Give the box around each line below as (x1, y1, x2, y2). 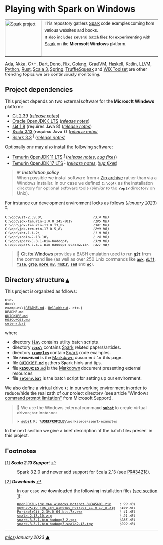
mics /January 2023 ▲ (5, 534, 50, 540)
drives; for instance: (16, 410, 57, 416)
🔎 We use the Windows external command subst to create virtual (16, 405, 147, 411)
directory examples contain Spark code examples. (12, 350, 111, 356)
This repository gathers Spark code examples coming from (44, 20, 154, 26)
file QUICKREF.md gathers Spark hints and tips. (12, 360, 102, 366)
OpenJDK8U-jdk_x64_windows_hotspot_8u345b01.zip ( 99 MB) (17, 502, 136, 507)
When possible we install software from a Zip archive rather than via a (16, 174, 157, 181)
